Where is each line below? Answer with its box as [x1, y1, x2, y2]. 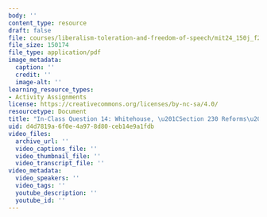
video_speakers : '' [15, 174, 80, 183]
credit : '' [15, 71, 52, 79]
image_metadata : [8, 56, 62, 64]
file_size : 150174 [8, 41, 69, 49]
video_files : [8, 130, 52, 138]
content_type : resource [8, 19, 87, 27]
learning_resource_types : [8, 85, 94, 94]
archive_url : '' [15, 137, 69, 145]
